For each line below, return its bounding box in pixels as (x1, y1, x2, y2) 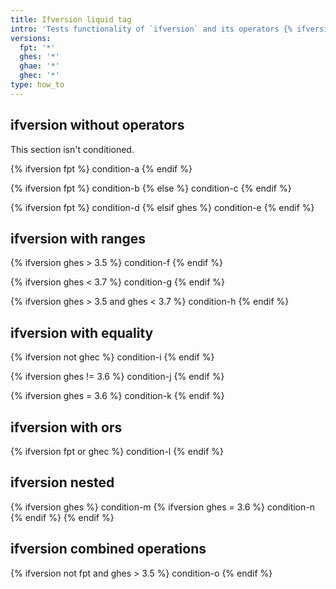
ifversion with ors (10, 419, 123, 436)
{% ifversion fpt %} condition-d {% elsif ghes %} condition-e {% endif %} (10, 201, 315, 213)
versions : (10, 33, 52, 43)
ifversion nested (10, 474, 115, 491)
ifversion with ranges (10, 230, 147, 247)
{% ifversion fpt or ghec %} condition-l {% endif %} (10, 446, 225, 457)
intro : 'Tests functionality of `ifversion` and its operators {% (10, 24, 293, 34)
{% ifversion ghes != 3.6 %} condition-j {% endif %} (10, 371, 225, 383)
